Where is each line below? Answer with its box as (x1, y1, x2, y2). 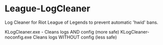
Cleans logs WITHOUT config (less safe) (33, 34, 117, 40)
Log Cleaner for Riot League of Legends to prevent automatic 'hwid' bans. (5, 19, 158, 25)
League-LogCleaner (5, 3, 91, 14)
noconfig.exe (5, 34, 32, 40)
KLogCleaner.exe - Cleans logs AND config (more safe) (5, 29, 119, 35)
